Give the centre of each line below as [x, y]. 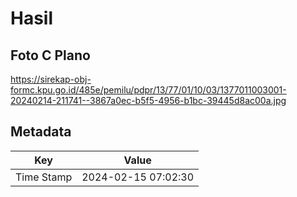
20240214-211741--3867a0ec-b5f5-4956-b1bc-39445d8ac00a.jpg [148, 100]
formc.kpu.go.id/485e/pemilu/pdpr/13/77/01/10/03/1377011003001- [148, 90]
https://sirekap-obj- [51, 79]
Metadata [41, 132]
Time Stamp [44, 177]
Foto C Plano [50, 55]
